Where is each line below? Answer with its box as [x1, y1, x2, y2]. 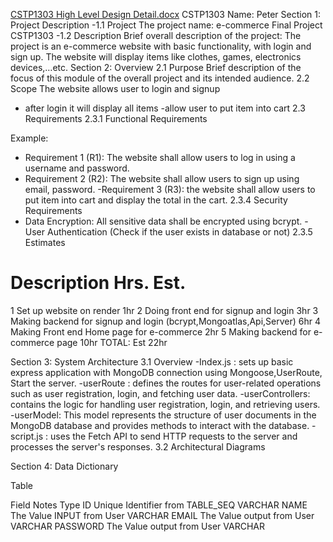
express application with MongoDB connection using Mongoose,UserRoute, [10, 366, 323, 378]
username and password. [24, 162, 130, 174]
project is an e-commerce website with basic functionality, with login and [10, 40, 312, 52]
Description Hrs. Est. [10, 272, 187, 294]
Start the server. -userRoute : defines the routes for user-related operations [10, 377, 322, 389]
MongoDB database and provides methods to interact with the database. [10, 419, 310, 431]
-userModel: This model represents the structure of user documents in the [10, 409, 317, 421]
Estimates [24, 237, 66, 248]
